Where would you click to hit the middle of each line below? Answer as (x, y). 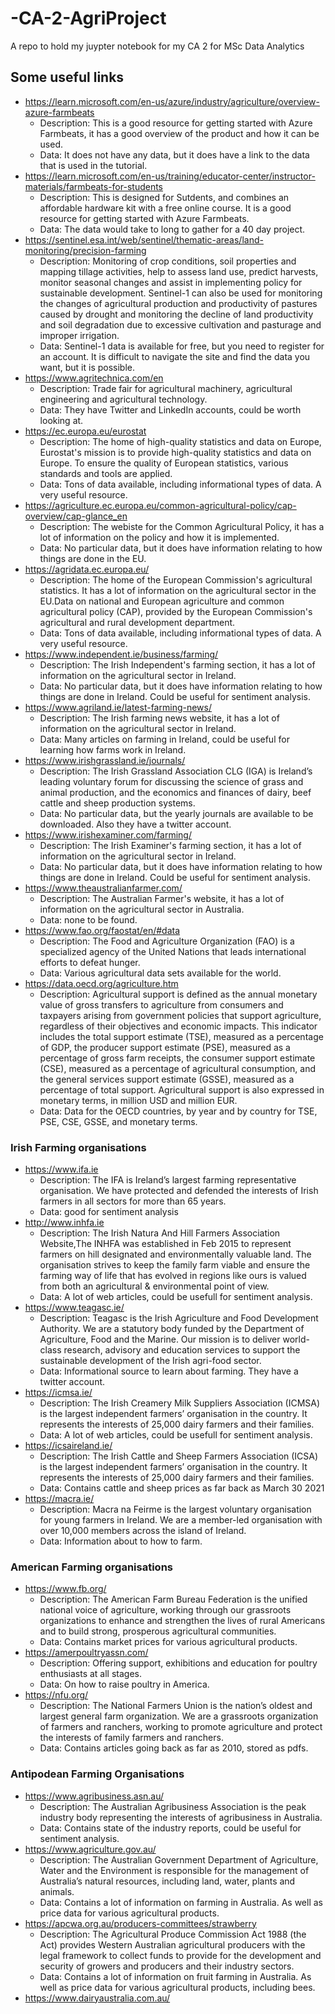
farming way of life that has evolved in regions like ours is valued (173, 1276)
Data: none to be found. (88, 919)
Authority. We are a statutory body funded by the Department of (172, 1329)
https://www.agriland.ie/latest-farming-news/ (118, 707)
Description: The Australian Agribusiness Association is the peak (173, 1806)
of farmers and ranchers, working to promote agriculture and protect (181, 1727)
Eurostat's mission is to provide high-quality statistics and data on (175, 452)
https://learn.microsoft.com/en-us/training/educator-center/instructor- (170, 176)
